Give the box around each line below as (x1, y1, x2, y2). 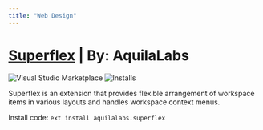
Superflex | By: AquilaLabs (8, 46, 190, 64)
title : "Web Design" (8, 11, 78, 20)
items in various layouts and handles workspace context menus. (8, 97, 221, 107)
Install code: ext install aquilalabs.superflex (8, 112, 166, 122)
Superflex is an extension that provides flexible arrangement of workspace (8, 88, 255, 98)
